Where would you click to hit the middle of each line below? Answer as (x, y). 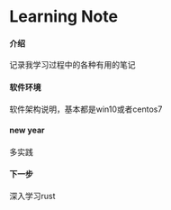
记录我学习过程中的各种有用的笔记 (72, 65)
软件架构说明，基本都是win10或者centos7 (86, 109)
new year (27, 130)
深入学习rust (32, 196)
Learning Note (64, 17)
